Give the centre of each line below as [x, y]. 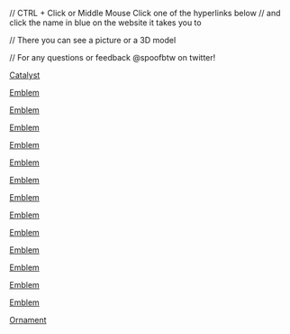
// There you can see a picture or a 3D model [93, 40]
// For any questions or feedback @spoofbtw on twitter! [113, 57]
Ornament [28, 320]
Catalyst [25, 75]
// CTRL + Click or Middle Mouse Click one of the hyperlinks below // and [145, 13]
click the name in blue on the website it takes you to [105, 23]
